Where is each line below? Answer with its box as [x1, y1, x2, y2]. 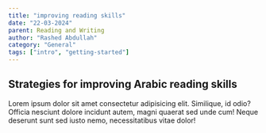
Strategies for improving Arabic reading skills [8, 78, 237, 91]
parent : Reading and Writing [8, 26, 105, 34]
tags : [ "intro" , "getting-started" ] [8, 48, 129, 56]
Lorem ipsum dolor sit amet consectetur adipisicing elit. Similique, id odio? [8, 98, 252, 108]
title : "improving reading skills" [8, 11, 126, 20]
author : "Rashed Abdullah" [8, 33, 98, 42]
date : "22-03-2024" [8, 19, 73, 27]
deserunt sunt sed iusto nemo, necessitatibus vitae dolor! [8, 116, 196, 125]
